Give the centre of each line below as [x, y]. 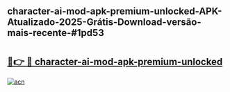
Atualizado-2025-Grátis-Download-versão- [104, 22]
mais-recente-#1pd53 [56, 33]
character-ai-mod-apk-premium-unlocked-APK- [115, 11]
